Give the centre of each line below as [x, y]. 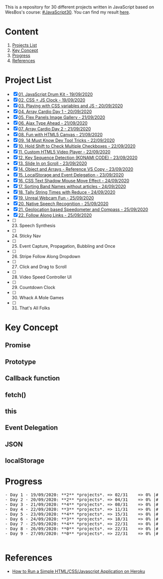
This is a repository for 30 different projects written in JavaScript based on [80, 7]
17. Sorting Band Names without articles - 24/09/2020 [72, 186]
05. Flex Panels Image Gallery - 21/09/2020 [62, 117]
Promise [18, 346]
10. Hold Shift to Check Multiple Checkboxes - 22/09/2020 [77, 146]
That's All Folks [34, 308]
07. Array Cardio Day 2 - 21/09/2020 [55, 129]
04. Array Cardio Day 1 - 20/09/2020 [55, 112]
